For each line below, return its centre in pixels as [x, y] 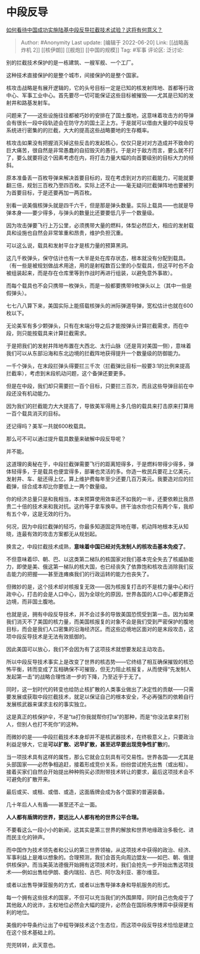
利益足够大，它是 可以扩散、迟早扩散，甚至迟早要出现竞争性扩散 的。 [90, 744]
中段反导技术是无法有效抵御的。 [50, 636]
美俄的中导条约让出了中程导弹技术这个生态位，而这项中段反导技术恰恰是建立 [100, 925]
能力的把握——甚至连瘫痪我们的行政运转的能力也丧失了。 [82, 574]
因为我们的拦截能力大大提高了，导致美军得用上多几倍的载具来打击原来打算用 [100, 406]
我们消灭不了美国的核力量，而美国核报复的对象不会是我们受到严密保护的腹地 [100, 622]
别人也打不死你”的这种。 [52, 724]
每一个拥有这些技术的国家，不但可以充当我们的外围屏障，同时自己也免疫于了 [100, 897]
